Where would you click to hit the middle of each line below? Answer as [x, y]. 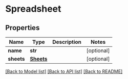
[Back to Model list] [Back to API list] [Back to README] [64, 71]
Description [67, 42]
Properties [23, 28]
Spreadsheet [33, 9]
